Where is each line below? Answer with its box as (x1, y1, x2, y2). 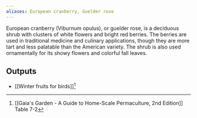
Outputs (6, 67, 37, 77)
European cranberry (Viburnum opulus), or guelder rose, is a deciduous (6, 25, 179, 32)
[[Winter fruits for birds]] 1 (14, 82, 76, 90)
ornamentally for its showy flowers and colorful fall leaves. (6, 49, 148, 56)
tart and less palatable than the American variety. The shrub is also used (6, 43, 181, 50)
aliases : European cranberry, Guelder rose (6, 8, 114, 15)
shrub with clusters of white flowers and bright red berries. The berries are (6, 30, 187, 38)
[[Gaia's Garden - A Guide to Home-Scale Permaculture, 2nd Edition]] (14, 100, 184, 107)
